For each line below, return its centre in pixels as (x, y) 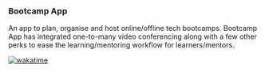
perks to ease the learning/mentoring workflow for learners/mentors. (122, 45)
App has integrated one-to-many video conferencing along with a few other (133, 36)
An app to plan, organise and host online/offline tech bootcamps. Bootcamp (133, 28)
